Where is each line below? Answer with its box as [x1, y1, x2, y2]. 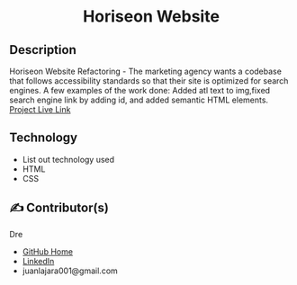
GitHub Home [22, 245, 74, 257]
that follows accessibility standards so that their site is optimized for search [9, 76, 289, 86]
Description [9, 42, 76, 58]
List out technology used [22, 154, 115, 165]
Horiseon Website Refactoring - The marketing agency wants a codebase [9, 66, 282, 76]
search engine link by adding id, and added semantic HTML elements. [9, 94, 268, 105]
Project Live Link [9, 104, 71, 114]
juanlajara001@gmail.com [22, 265, 119, 276]
